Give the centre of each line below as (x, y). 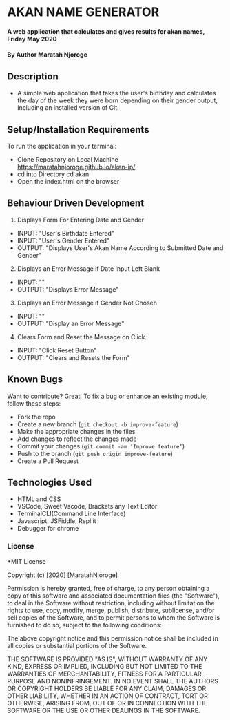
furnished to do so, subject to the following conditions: (84, 625)
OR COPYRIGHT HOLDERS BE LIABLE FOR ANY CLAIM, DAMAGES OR (107, 688)
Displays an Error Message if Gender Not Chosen (87, 303)
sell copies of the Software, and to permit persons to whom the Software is (114, 617)
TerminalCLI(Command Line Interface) (71, 514)
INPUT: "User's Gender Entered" (63, 240)
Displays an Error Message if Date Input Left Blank (88, 268)
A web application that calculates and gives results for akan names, (106, 31)
